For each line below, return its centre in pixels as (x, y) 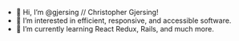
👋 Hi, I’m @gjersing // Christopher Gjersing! (87, 12)
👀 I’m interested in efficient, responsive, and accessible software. (124, 20)
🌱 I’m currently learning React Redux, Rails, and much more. (115, 29)
